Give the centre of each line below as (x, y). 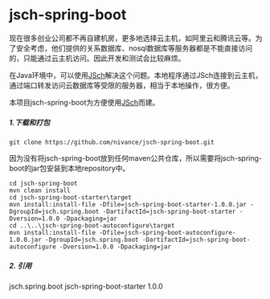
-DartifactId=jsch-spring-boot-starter (169, 211)
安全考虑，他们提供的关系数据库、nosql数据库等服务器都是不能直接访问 (134, 48)
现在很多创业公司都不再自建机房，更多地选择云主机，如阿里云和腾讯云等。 (132, 38)
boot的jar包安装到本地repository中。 (70, 168)
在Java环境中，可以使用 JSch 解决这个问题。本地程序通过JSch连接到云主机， (136, 75)
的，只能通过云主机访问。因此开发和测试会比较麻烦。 (97, 58)
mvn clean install (40, 190)
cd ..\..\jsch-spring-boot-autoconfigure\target (92, 225)
